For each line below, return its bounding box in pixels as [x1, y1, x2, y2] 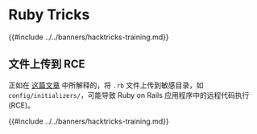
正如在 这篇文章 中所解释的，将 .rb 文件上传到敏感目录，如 [8, 80, 204, 90]
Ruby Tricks [8, 6, 90, 24]
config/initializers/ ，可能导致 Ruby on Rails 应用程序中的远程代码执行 [8, 90, 250, 99]
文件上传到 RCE [8, 58, 86, 71]
